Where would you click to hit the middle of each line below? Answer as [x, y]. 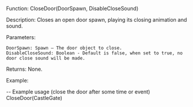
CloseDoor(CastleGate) [34, 98]
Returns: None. [24, 69]
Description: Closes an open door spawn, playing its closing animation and [96, 20]
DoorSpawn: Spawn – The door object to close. [64, 48]
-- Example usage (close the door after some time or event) [78, 92]
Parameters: [21, 37]
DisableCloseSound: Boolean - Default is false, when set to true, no [94, 53]
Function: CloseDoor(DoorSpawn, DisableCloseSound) [72, 8]
